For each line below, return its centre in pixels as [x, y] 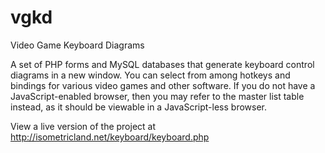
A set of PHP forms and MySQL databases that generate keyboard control [162, 64]
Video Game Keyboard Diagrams [77, 45]
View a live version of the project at [83, 126]
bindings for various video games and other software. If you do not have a [163, 85]
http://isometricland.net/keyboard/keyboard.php [110, 137]
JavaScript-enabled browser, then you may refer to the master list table [157, 96]
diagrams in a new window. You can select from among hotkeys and [150, 75]
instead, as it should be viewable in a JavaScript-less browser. [139, 107]
